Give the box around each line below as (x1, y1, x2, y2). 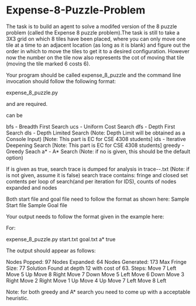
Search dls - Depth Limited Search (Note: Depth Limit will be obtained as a (6, 129, 185, 136)
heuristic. (6, 294, 29, 301)
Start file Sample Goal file (6, 201, 68, 208)
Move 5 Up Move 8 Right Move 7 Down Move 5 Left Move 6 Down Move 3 (6, 270, 184, 278)
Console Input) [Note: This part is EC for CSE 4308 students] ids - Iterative (6, 135, 186, 142)
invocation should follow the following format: (6, 77, 116, 85)
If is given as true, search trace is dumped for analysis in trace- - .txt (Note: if (6, 165, 190, 173)
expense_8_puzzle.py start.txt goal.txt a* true (6, 235, 116, 243)
